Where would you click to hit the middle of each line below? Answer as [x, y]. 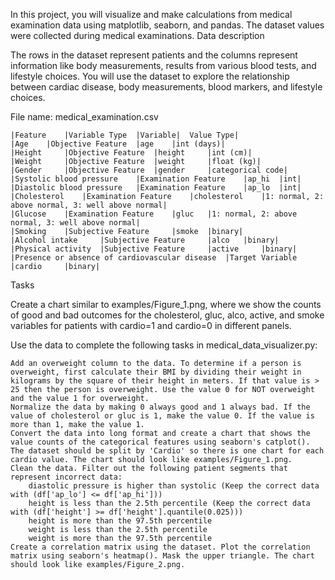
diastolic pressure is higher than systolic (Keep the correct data [174, 486]
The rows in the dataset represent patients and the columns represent [154, 55]
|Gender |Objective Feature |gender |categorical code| [149, 170]
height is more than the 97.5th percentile [120, 521]
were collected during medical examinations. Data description [137, 35]
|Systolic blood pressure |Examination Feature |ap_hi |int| [156, 179]
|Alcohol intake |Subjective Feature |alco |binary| [145, 240]
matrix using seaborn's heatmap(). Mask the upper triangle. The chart [162, 556]
